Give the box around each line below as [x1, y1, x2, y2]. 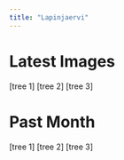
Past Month [9, 112, 96, 132]
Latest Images [9, 51, 116, 71]
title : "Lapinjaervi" [9, 12, 89, 22]
